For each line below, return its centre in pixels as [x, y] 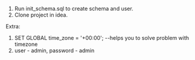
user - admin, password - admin [54, 50]
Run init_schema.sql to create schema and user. [74, 9]
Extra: [13, 26]
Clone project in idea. [41, 15]
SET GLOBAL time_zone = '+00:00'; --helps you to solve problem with [102, 38]
